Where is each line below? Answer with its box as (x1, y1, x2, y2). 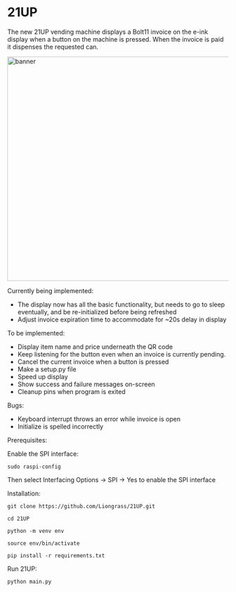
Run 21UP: (7, 565, 37, 573)
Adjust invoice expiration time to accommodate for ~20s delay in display (17, 315, 227, 323)
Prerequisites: (7, 436, 48, 444)
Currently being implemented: (7, 286, 93, 295)
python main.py (7, 578, 52, 585)
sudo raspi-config (7, 463, 61, 470)
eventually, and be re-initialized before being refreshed (17, 307, 177, 316)
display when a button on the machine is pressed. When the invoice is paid (7, 35, 224, 43)
